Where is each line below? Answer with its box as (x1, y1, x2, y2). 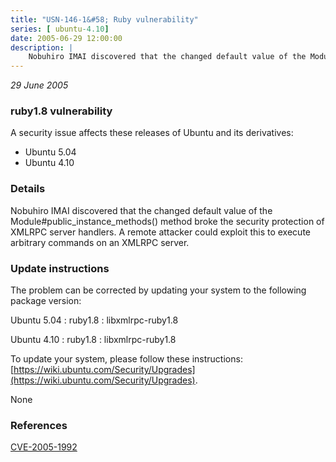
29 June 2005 (10, 79, 69, 91)
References (10, 418, 68, 432)
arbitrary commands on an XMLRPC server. (10, 236, 190, 248)
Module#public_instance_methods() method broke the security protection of (10, 215, 325, 227)
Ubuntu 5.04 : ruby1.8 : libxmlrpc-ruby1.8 (10, 314, 179, 326)
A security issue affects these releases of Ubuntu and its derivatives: (10, 127, 294, 139)
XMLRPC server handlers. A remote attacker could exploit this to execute (10, 226, 311, 238)
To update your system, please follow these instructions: (10, 353, 243, 365)
